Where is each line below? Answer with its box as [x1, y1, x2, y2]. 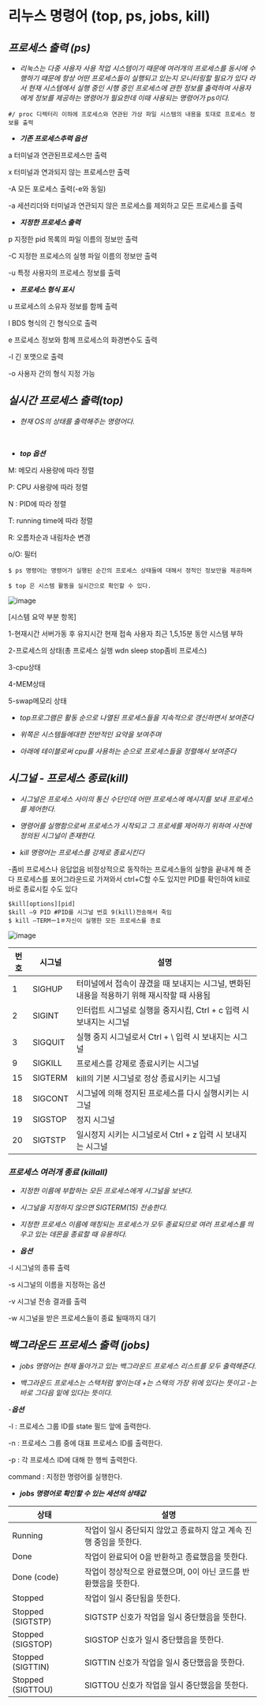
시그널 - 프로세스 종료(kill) [8, 772, 129, 785]
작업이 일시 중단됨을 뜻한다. [84, 1593, 181, 1604]
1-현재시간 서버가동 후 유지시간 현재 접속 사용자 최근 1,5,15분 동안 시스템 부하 [8, 629, 244, 638]
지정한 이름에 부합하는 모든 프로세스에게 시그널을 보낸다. [19, 1186, 193, 1195]
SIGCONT [32, 1093, 69, 1104]
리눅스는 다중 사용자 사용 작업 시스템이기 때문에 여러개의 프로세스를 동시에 [19, 64, 248, 73]
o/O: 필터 [8, 549, 37, 559]
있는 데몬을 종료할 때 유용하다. [34, 1229, 128, 1239]
